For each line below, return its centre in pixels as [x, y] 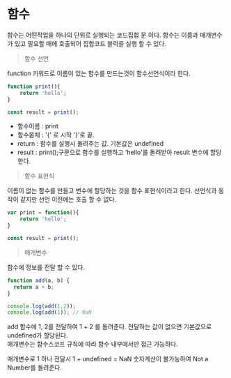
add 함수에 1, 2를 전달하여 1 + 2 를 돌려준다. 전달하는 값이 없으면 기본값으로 [110, 327]
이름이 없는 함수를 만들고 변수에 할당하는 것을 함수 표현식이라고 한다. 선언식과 [112, 191]
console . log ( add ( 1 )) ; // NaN [49, 312]
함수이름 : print [38, 126]
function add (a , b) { [39, 280]
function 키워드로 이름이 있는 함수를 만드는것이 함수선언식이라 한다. [99, 73]
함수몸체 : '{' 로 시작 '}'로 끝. [56, 135]
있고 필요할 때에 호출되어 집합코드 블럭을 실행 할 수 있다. [90, 43]
